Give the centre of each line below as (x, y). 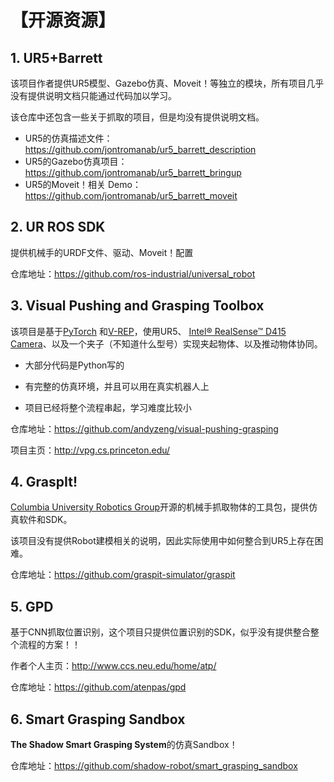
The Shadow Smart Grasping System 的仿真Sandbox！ (124, 745)
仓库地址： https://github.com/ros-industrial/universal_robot (133, 273)
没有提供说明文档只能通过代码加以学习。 (93, 95)
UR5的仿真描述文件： (68, 138)
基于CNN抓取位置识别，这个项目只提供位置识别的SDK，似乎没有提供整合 (160, 632)
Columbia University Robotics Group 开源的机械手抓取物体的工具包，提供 (160, 507)
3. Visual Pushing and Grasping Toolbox (137, 306)
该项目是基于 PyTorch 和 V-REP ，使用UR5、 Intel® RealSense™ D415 (148, 331)
